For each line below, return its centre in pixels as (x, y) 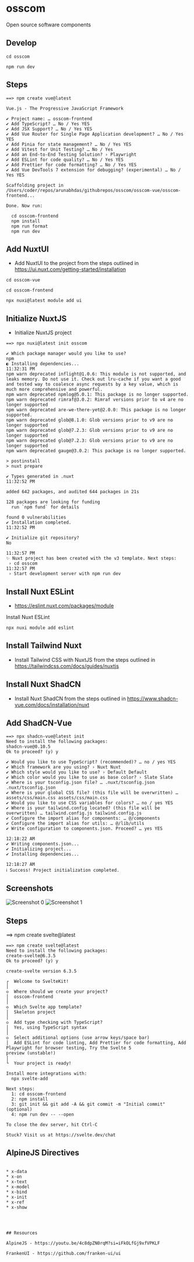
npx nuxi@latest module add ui (44, 301)
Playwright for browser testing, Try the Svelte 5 (69, 1048)
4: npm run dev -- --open (43, 1115)
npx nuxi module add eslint (40, 628)
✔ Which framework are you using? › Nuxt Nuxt (64, 767)
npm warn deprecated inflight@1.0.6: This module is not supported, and (96, 374)
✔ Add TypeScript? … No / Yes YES (48, 124)
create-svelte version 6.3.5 (41, 971)
